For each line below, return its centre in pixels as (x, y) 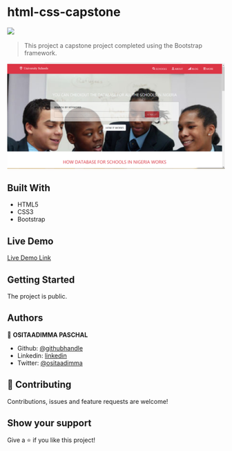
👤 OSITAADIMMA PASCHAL (48, 335)
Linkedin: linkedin (42, 355)
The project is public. (37, 296)
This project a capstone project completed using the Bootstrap (113, 45)
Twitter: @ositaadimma (50, 363)
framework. (40, 53)
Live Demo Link (29, 258)
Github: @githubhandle (50, 348)
